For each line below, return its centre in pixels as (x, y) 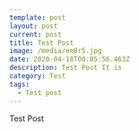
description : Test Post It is (66, 68)
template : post (38, 17)
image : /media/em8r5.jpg (56, 51)
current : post (36, 34)
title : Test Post (42, 43)
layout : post (34, 26)
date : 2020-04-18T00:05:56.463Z (69, 59)
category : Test (38, 76)
